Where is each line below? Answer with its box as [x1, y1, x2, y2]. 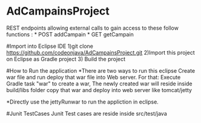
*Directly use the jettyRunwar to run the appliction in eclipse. [6, 98, 159, 105]
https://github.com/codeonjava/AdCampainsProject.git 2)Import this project [6, 48, 195, 56]
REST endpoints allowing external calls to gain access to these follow [6, 24, 179, 32]
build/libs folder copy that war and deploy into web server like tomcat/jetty [6, 86, 193, 93]
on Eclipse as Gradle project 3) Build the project [6, 55, 126, 62]
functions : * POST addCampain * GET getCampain [6, 30, 134, 38]
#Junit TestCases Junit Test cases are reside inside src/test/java [6, 110, 168, 117]
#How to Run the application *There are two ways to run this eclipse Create [6, 67, 196, 74]
